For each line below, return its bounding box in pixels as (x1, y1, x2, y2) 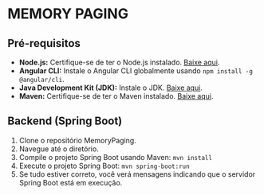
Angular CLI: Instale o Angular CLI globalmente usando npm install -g (18, 66, 253, 76)
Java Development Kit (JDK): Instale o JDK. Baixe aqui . (18, 83, 203, 92)
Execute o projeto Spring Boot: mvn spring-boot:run (18, 161, 190, 170)
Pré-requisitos (7, 37, 81, 50)
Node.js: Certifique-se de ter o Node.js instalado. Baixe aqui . (18, 57, 220, 67)
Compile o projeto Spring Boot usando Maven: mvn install (18, 152, 213, 162)
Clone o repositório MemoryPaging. (18, 135, 136, 145)
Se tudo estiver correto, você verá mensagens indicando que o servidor (18, 169, 256, 179)
